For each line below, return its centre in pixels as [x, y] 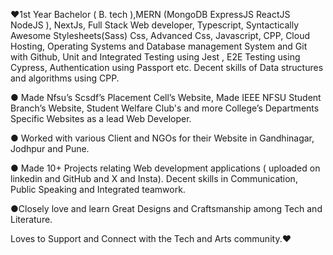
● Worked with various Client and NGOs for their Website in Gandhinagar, [162, 138]
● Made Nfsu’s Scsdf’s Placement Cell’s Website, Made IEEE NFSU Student [166, 97]
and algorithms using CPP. [65, 78]
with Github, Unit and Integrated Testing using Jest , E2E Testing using [155, 57]
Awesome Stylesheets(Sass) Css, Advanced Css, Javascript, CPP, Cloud [160, 35]
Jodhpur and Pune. [50, 148]
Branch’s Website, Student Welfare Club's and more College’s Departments [165, 108]
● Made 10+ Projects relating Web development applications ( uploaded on [165, 168]
